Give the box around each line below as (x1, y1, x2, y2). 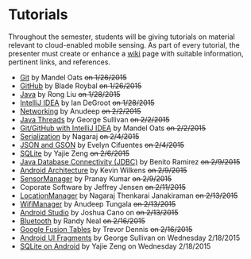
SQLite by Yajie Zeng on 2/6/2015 (19, 149, 129, 158)
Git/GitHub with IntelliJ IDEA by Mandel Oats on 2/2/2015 (19, 123, 207, 133)
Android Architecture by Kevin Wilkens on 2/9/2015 (19, 165, 187, 175)
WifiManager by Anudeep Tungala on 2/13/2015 (19, 199, 176, 208)
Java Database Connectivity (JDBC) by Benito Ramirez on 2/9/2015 (19, 157, 241, 166)
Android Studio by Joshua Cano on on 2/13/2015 (19, 207, 179, 217)
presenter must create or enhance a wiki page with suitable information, (8, 48, 244, 58)
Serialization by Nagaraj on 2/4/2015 (19, 131, 140, 141)
